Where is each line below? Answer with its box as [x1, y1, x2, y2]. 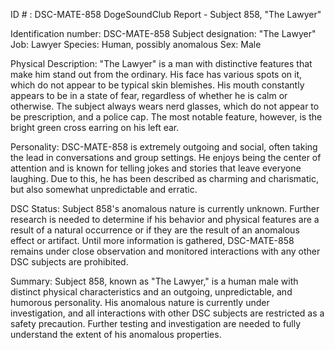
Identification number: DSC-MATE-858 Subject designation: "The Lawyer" [10, 28, 317, 39]
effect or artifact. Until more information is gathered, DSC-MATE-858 [10, 235, 295, 246]
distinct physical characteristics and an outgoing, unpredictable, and [10, 286, 293, 298]
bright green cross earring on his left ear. [10, 122, 180, 133]
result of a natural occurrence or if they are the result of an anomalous [10, 224, 300, 236]
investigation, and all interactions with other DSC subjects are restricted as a [10, 307, 325, 319]
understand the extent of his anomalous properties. [10, 329, 222, 340]
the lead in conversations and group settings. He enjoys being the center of [10, 152, 322, 163]
